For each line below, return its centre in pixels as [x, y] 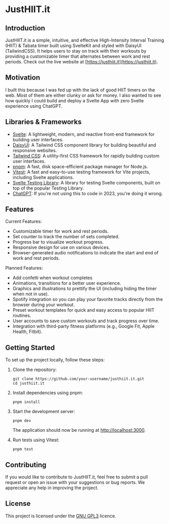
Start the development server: [44, 411]
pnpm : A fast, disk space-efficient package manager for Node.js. [80, 166]
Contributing [26, 465]
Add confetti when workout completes [52, 278]
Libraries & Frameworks [44, 122]
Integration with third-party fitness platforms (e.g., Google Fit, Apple [83, 326]
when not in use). [31, 294]
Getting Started [30, 347]
